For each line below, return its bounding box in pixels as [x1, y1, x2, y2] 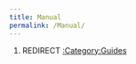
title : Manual [9, 12, 62, 22]
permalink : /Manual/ [9, 21, 86, 30]
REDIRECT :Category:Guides [21, 45, 127, 55]
